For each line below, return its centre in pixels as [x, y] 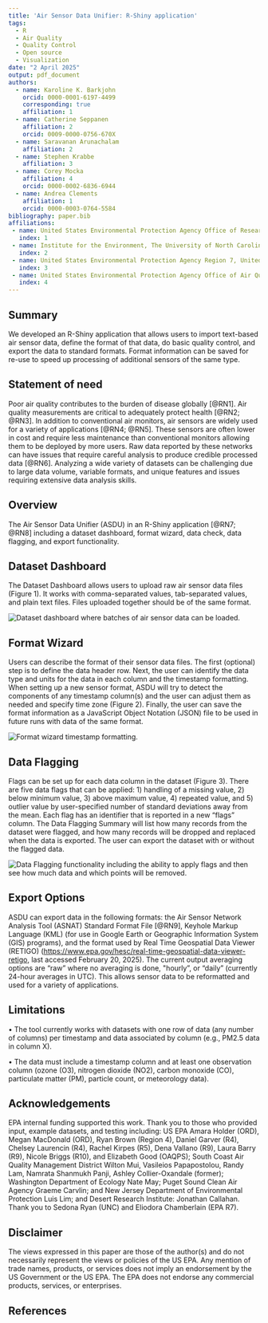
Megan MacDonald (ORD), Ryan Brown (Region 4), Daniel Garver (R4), [124, 1140]
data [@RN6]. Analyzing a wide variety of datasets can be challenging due [131, 463]
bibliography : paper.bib [49, 216]
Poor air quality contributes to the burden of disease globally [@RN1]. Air [128, 404]
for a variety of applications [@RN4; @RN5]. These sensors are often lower [132, 429]
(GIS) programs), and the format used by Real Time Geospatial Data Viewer [132, 943]
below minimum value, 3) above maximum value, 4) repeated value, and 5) [131, 798]
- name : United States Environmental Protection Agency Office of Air [131, 275]
